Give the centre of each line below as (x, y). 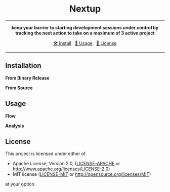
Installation (23, 66)
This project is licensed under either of (46, 154)
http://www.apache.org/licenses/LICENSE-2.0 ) (61, 169)
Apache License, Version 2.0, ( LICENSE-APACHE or (66, 164)
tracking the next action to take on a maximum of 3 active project (85, 33)
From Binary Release (27, 78)
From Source (19, 88)
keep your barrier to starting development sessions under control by (85, 27)
